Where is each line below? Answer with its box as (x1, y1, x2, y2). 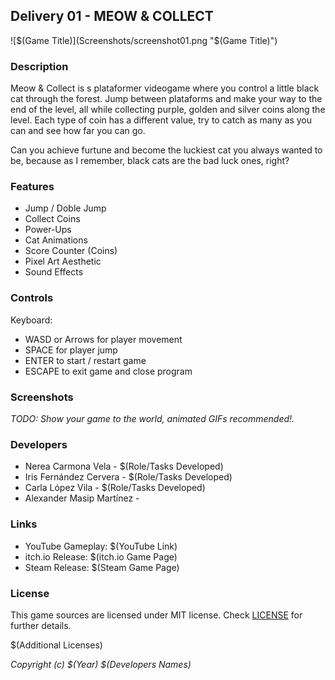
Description (10, 59, 69, 73)
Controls (10, 291, 54, 305)
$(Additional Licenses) (10, 639, 103, 651)
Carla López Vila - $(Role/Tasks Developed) (24, 482, 206, 494)
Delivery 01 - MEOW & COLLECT (10, 8, 214, 25)
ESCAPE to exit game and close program (24, 365, 193, 377)
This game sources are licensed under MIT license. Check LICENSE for (10, 609, 303, 621)
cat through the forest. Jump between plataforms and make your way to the (10, 93, 323, 105)
